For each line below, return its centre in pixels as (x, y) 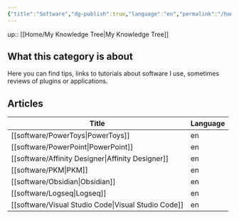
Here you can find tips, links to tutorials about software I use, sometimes (113, 74)
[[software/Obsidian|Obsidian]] (63, 182)
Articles (26, 103)
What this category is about (70, 57)
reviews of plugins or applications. (58, 81)
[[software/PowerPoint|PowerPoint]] (72, 147)
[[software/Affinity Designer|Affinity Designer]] (90, 159)
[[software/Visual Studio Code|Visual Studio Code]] (97, 205)
